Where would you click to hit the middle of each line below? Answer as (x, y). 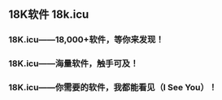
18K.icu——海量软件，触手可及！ (74, 63)
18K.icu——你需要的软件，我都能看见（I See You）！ (113, 88)
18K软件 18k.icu (49, 15)
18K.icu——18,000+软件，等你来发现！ (86, 40)
